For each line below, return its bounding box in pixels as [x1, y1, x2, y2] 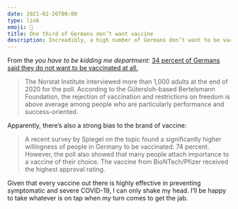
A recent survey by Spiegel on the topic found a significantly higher [24, 135, 222, 144]
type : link [7, 17, 40, 24]
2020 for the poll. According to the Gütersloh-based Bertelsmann [24, 85, 216, 94]
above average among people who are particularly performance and [24, 100, 225, 108]
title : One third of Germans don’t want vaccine [7, 30, 154, 38]
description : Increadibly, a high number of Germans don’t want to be [7, 37, 220, 44]
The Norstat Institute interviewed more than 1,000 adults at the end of [24, 77, 228, 86]
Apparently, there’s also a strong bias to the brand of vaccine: [7, 121, 187, 130]
